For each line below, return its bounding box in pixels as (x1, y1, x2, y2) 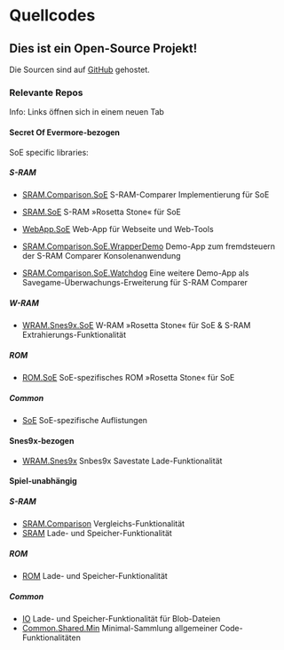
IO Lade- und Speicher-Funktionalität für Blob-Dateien (21, 614, 221, 624)
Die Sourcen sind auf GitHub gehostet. (9, 64, 151, 75)
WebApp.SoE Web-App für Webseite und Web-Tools (21, 224, 215, 235)
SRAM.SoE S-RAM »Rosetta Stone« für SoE (21, 206, 182, 218)
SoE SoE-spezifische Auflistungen (21, 415, 148, 426)
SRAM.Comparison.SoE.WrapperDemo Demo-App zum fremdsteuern (21, 241, 276, 252)
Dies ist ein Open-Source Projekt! (9, 41, 198, 56)
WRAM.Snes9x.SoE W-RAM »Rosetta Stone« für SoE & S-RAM (21, 320, 251, 331)
